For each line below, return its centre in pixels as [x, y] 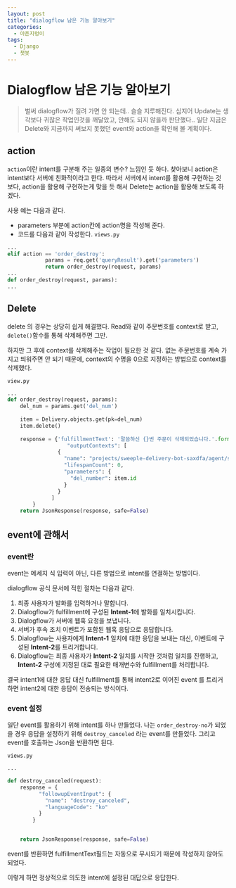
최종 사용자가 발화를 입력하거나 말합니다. [73, 603]
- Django [26, 46]
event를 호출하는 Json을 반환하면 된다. [61, 742]
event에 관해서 [38, 534]
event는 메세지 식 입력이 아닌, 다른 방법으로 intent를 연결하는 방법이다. [104, 573]
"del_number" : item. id [103, 478]
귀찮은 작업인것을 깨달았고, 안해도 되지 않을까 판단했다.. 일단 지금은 [135, 120]
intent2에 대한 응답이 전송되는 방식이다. [74, 688]
